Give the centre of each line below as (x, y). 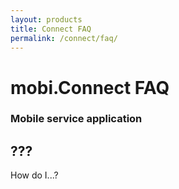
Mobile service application (76, 119)
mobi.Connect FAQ (90, 87)
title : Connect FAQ (51, 29)
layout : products (46, 19)
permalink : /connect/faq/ (64, 38)
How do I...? (34, 175)
